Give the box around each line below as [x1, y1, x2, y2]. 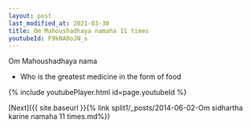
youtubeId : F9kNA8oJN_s [8, 34, 88, 43]
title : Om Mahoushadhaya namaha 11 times [8, 27, 150, 35]
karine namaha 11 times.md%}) [8, 112, 110, 122]
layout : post [8, 11, 52, 20]
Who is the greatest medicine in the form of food [19, 72, 182, 81]
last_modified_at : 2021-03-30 [8, 19, 110, 27]
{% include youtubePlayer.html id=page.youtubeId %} [8, 88, 187, 97]
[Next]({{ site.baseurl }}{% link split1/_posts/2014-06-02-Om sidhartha [8, 103, 244, 113]
